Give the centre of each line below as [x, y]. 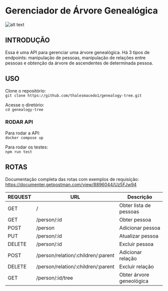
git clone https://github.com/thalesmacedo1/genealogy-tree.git [73, 95]
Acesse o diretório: [25, 104]
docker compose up [24, 137]
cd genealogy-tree [24, 109]
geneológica [134, 281]
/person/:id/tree [55, 277]
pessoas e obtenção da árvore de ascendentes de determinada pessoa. [79, 63]
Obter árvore [134, 274]
